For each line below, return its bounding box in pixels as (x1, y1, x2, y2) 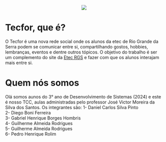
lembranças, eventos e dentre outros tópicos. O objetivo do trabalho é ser (5, 49, 157, 55)
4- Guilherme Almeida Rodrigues (5, 120, 73, 126)
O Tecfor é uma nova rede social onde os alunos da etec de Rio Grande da (5, 38, 158, 44)
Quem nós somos (5, 77, 79, 88)
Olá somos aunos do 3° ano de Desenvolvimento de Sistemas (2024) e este (5, 93, 161, 99)
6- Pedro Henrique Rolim (5, 130, 56, 137)
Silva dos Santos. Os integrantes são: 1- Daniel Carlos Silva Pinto (5, 104, 138, 110)
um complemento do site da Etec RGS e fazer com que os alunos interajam (5, 54, 159, 60)
